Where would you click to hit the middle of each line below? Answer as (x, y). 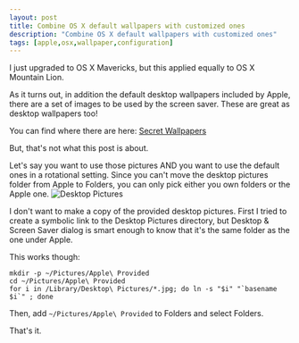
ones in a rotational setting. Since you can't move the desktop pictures (139, 175)
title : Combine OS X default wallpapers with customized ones (127, 26)
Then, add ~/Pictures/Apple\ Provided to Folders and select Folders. (137, 314)
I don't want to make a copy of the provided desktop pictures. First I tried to (148, 212)
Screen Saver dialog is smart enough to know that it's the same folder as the (149, 230)
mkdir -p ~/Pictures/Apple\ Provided (79, 273)
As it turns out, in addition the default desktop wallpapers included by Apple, (150, 95)
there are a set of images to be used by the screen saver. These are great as (149, 105)
